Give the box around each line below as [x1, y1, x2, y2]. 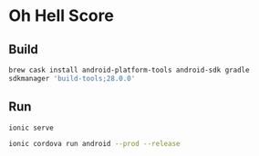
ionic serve [8, 123, 54, 132]
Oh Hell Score [8, 5, 115, 26]
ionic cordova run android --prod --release [8, 140, 181, 149]
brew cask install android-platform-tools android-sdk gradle [8, 65, 250, 74]
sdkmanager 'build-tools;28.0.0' [8, 73, 136, 83]
